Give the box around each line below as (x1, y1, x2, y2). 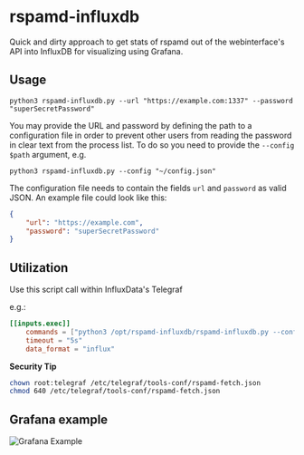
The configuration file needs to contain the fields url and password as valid (9, 182, 287, 193)
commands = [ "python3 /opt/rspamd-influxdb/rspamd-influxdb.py (25, 327, 270, 336)
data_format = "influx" (25, 344, 116, 353)
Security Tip (9, 361, 57, 372)
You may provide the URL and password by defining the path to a (9, 120, 252, 131)
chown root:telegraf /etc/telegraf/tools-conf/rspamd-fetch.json (9, 378, 261, 387)
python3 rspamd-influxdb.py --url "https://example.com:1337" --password (9, 96, 294, 105)
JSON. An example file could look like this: (9, 192, 167, 203)
